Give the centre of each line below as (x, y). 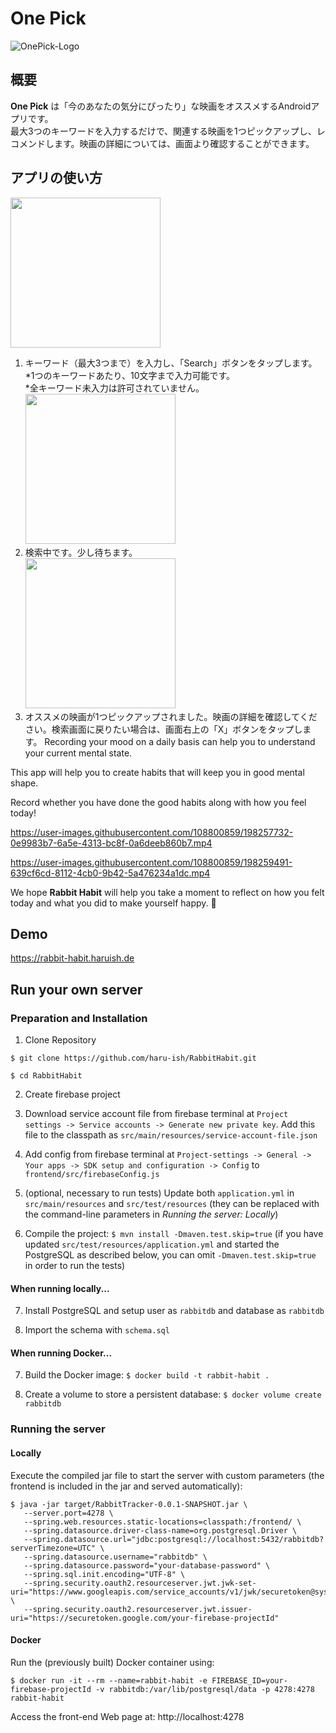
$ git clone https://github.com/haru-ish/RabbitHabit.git (133, 1058)
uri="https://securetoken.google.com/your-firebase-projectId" (145, 1618)
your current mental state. (78, 753)
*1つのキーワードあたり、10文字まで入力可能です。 (130, 375)
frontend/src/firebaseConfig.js (92, 1175)
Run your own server (76, 989)
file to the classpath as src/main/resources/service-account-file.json (171, 1135)
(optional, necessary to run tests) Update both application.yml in (159, 1193)
